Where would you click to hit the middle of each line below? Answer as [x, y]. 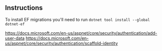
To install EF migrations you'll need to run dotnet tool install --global [77, 19]
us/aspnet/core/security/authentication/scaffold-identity [62, 43]
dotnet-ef [15, 24]
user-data [15, 38]
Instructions [24, 8]
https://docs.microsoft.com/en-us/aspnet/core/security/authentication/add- [81, 33]
